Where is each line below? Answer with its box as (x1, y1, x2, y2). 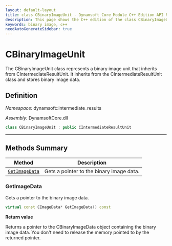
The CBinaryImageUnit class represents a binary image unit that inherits (5, 66, 157, 72)
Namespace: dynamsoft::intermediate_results (5, 105, 101, 111)
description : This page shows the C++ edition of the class (5, 17, 137, 22)
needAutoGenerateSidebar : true (5, 27, 72, 32)
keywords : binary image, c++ (5, 22, 68, 27)
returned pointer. (5, 234, 41, 241)
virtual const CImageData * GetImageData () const (5, 204, 111, 210)
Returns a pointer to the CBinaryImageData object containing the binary (5, 223, 156, 230)
